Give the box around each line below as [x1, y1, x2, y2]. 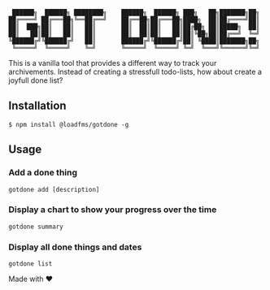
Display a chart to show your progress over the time [8, 204, 217, 215]
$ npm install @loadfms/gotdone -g [8, 120, 129, 128]
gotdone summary [8, 223, 63, 231]
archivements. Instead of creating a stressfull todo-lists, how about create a [8, 67, 263, 76]
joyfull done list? [8, 76, 63, 85]
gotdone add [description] [8, 185, 100, 193]
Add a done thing [8, 167, 78, 179]
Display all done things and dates [8, 241, 142, 253]
